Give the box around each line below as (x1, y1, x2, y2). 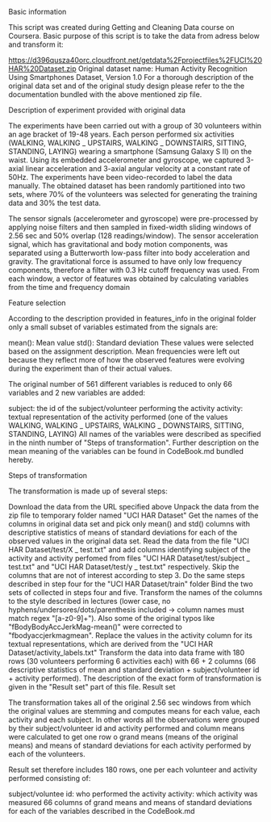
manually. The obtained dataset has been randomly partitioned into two (8, 181, 246, 191)
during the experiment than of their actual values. (8, 363, 173, 373)
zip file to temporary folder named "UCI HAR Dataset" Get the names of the (8, 510, 259, 520)
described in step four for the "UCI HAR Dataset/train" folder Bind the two (8, 579, 253, 589)
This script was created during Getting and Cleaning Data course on (8, 23, 236, 31)
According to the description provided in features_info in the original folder (8, 314, 256, 323)
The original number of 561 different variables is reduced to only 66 (8, 380, 232, 388)
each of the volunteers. (8, 749, 86, 758)
